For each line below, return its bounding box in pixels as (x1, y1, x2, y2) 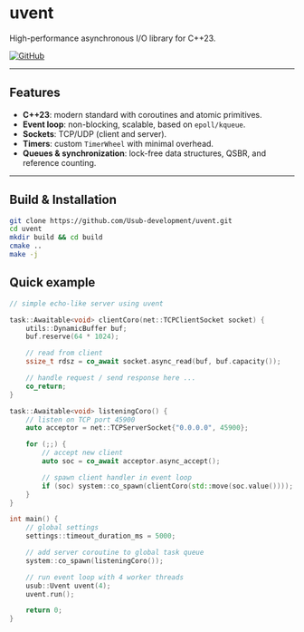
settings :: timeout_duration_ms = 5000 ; (25, 531, 176, 541)
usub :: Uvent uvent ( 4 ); (25, 581, 111, 590)
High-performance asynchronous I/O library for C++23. (9, 33, 216, 44)
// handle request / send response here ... (25, 374, 196, 383)
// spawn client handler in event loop (42, 472, 193, 482)
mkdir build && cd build (9, 233, 103, 242)
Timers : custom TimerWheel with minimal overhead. (22, 138, 214, 149)
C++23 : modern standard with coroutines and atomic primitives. (22, 109, 262, 120)
